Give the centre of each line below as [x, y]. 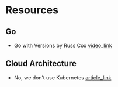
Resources [32, 10]
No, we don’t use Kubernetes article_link [63, 77]
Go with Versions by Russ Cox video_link [63, 45]
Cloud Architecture [41, 64]
